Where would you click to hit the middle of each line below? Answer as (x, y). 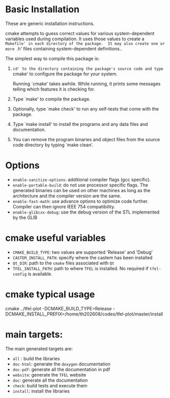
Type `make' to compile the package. (51, 99)
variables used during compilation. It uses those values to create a (75, 39)
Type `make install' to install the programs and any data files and (80, 124)
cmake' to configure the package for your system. (65, 74)
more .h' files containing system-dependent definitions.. (64, 48)
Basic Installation (42, 9)
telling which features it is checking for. (54, 89)
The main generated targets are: (39, 349)
